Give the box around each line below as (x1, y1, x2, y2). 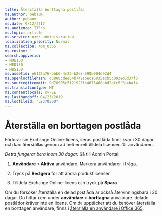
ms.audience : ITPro (5, 26, 45, 31)
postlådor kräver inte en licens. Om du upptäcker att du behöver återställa (5, 200, 156, 206)
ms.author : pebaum (5, 12, 43, 17)
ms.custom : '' (5, 48, 35, 53)
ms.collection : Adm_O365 (5, 44, 56, 49)
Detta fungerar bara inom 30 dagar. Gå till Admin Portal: (5, 151, 120, 157)
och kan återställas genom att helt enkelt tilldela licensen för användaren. (5, 142, 154, 148)
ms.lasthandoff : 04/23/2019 (5, 94, 63, 99)
